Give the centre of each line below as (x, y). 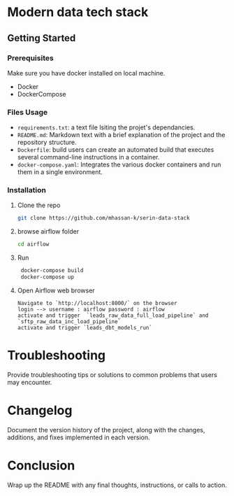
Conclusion (41, 466)
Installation (27, 190)
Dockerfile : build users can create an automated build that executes (116, 150)
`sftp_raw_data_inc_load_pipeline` (69, 321)
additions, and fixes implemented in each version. (79, 437)
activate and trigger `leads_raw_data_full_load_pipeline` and (113, 316)
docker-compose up (47, 277)
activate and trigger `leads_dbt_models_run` (85, 327)
